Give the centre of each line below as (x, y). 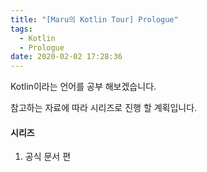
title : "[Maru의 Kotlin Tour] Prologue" (94, 19)
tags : (21, 29)
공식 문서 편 (48, 157)
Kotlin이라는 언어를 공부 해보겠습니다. (83, 87)
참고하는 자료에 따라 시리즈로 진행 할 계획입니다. (104, 108)
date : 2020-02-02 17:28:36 (66, 57)
